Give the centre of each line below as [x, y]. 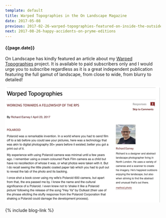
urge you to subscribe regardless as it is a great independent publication [79, 69]
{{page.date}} [20, 47]
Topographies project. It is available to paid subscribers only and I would [79, 64]
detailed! [14, 80]
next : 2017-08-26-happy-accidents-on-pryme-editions [61, 31]
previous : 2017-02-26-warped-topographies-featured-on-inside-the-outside [84, 26]
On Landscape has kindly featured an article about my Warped [69, 59]
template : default [24, 10]
